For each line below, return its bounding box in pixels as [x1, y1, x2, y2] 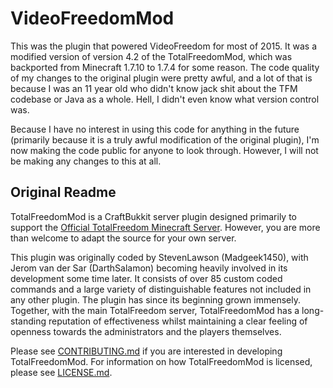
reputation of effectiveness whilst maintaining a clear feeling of [48, 315, 308, 327]
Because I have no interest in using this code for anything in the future [10, 123, 300, 135]
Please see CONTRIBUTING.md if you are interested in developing [10, 345, 283, 357]
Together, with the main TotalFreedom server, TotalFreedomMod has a [10, 304, 300, 316]
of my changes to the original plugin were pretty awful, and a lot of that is [10, 72, 313, 84]
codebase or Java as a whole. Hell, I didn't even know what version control [10, 93, 320, 105]
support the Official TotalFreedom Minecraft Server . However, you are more [10, 221, 321, 233]
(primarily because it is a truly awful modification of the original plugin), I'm [10, 133, 320, 146]
